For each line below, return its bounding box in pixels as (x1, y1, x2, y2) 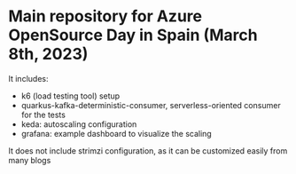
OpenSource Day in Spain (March (8, 25, 258, 45)
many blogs (8, 154, 51, 165)
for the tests (20, 109, 66, 120)
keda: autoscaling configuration (20, 118, 137, 130)
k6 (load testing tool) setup (20, 91, 121, 101)
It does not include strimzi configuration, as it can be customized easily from (8, 145, 288, 156)
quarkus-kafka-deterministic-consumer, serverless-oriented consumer (20, 99, 281, 110)
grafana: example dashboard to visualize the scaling (20, 128, 212, 138)
